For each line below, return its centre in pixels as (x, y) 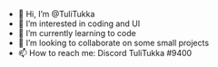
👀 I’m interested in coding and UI (79, 24)
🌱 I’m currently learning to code (77, 33)
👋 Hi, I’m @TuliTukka (56, 14)
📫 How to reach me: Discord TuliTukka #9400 (105, 53)
